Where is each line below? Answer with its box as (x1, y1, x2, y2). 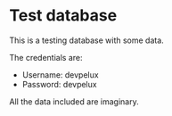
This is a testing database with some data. (9, 35, 165, 46)
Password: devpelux (21, 79, 97, 89)
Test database (9, 5, 118, 26)
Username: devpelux (21, 69, 100, 80)
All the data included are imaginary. (9, 95, 140, 107)
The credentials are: (9, 52, 83, 62)
